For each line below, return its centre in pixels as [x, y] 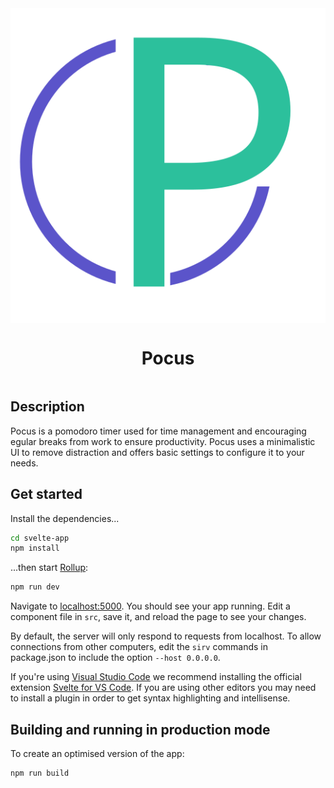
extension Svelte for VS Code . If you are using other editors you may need [163, 688]
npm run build [40, 773]
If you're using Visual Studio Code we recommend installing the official [156, 677]
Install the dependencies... [65, 518]
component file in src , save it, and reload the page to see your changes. [158, 617]
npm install [35, 548]
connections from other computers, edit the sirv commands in [139, 647]
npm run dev [35, 587]
